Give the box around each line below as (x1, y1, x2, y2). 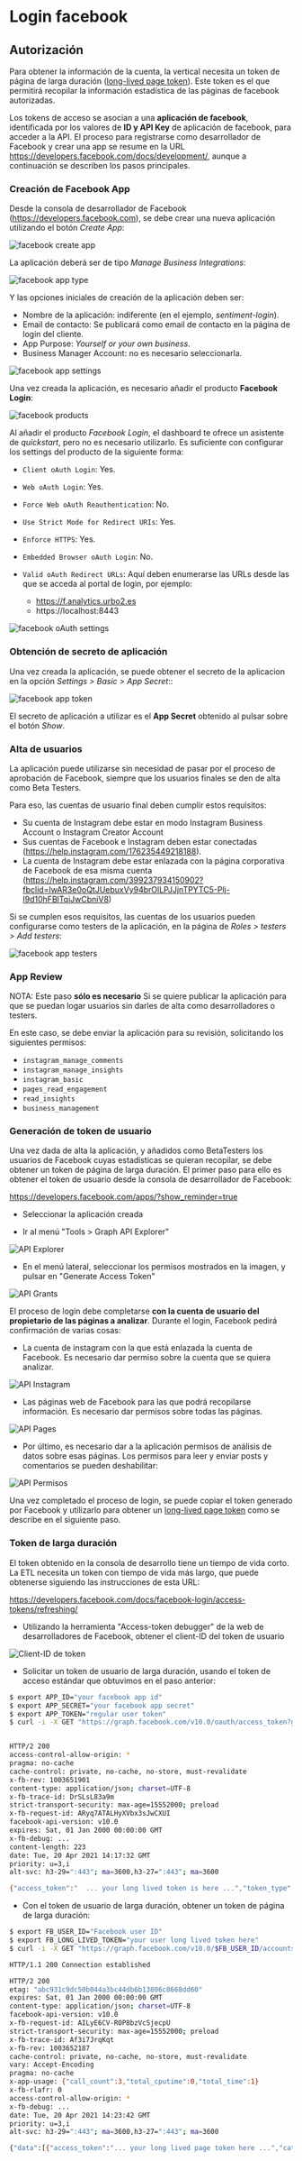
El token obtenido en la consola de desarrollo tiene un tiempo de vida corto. (9, 1557, 289, 1568)
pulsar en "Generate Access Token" (22, 1271, 155, 1282)
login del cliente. (22, 329, 84, 340)
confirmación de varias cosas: (9, 1325, 121, 1336)
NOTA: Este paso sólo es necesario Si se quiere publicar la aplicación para (9, 991, 288, 1002)
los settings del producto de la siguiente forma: (9, 446, 184, 457)
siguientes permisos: (9, 1037, 87, 1048)
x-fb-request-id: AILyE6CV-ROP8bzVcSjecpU (9, 2019, 171, 2028)
